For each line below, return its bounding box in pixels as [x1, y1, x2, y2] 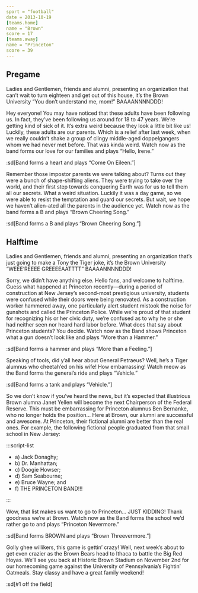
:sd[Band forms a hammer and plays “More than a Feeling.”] [6, 346, 152, 353]
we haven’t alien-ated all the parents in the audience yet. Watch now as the [6, 202, 190, 209]
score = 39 [6, 48, 33, 54]
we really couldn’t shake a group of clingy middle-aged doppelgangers [6, 134, 180, 142]
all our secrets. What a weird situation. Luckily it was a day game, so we [6, 189, 182, 196]
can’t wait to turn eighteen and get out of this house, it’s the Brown [6, 92, 169, 99]
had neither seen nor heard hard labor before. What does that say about [6, 321, 182, 328]
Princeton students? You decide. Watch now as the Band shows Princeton [6, 328, 187, 335]
